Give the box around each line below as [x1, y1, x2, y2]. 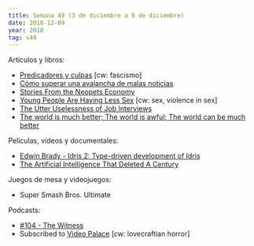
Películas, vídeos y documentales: [8, 136, 119, 146]
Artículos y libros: [8, 55, 65, 65]
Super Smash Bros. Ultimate [19, 190, 112, 199]
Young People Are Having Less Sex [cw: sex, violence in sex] [19, 95, 218, 105]
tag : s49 [8, 33, 37, 42]
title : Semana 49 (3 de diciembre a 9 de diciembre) [8, 11, 185, 20]
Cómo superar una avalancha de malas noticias [19, 79, 174, 88]
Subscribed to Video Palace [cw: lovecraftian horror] [19, 229, 190, 239]
